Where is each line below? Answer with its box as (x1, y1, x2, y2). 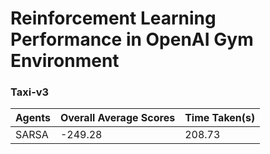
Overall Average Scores (59, 111, 176, 125)
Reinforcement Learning (10, 7, 217, 30)
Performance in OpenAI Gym (10, 28, 254, 51)
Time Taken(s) (184, 111, 256, 125)
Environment (10, 50, 120, 72)
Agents (15, 111, 51, 125)
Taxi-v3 (10, 85, 50, 99)
